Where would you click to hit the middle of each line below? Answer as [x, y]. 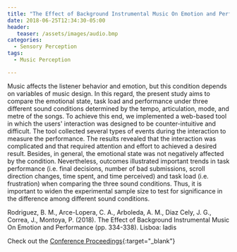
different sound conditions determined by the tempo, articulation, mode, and [118, 108]
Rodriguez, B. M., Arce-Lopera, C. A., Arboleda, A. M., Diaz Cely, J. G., [109, 212]
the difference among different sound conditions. [79, 198]
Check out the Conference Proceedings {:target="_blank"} [91, 241]
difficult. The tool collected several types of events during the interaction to [117, 131]
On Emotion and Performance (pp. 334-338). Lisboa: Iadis [92, 227]
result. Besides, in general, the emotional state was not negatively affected [116, 153]
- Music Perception [42, 60]
